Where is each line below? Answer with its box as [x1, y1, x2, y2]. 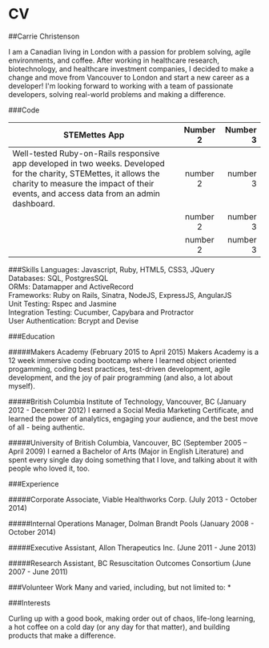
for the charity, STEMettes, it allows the [12, 168, 160, 179]
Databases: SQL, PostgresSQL [8, 273, 109, 283]
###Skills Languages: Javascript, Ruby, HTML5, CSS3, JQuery [8, 264, 215, 274]
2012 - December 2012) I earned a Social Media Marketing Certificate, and [8, 405, 254, 414]
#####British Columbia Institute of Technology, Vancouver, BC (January [8, 397, 247, 406]
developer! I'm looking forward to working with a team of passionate [8, 81, 234, 91]
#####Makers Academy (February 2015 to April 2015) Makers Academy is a [8, 347, 259, 357]
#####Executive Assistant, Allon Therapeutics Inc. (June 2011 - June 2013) [8, 543, 256, 552]
